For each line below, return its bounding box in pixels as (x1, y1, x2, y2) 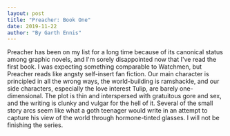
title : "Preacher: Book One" (7, 16, 91, 23)
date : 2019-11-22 (7, 23, 57, 30)
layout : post (7, 10, 45, 17)
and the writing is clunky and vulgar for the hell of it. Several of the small (7, 99, 213, 107)
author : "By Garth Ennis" (7, 29, 82, 36)
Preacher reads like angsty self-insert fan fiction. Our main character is (7, 70, 209, 78)
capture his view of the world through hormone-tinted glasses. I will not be (7, 114, 220, 122)
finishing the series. (7, 121, 64, 129)
